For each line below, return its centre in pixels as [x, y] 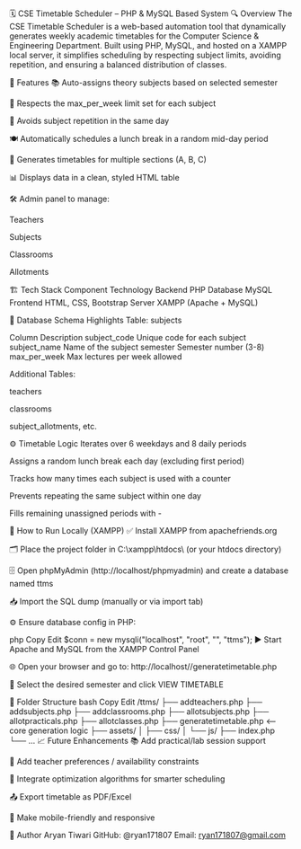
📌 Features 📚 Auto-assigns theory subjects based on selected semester [144, 83]
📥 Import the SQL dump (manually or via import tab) [106, 601]
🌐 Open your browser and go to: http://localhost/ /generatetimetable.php [143, 667]
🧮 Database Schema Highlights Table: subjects [96, 320]
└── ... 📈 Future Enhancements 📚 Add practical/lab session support [138, 741]
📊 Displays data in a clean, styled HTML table [94, 177]
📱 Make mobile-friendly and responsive [82, 818]
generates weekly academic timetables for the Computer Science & [134, 36]
